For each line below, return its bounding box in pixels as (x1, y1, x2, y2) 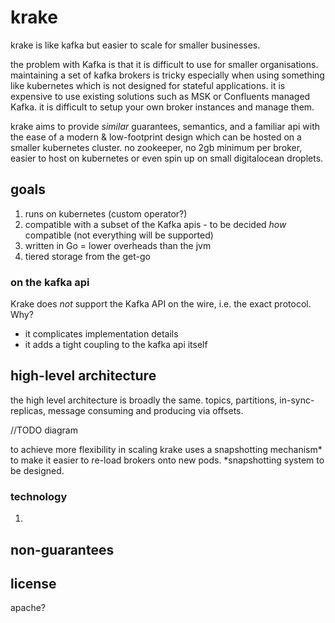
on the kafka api (10, 275, 90, 289)
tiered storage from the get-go (24, 250, 151, 262)
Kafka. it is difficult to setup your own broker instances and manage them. (10, 101, 315, 113)
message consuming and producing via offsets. (47, 404, 244, 416)
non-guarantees (10, 541, 115, 558)
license (10, 575, 57, 592)
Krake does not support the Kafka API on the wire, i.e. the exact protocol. (10, 298, 312, 310)
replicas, (10, 404, 46, 416)
